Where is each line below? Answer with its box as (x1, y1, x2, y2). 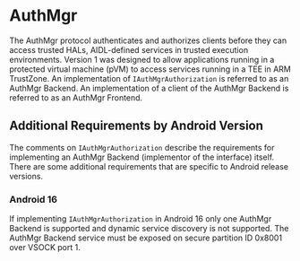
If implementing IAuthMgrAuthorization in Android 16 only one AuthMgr (9, 213, 272, 224)
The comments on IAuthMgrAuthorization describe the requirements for (9, 142, 275, 152)
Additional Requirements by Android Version (9, 118, 264, 134)
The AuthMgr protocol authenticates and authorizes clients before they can (9, 35, 287, 46)
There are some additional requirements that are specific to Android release (9, 161, 289, 171)
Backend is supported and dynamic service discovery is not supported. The (9, 223, 289, 234)
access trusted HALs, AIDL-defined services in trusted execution (9, 44, 249, 55)
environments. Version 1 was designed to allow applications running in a (9, 54, 275, 65)
